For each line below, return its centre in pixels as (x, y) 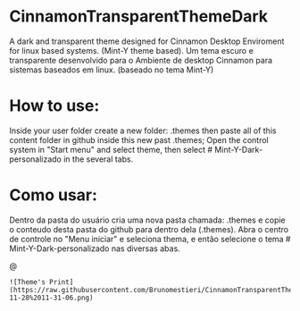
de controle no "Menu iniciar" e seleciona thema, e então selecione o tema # (150, 239)
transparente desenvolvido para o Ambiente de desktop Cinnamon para (141, 60)
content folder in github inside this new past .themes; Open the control (139, 139)
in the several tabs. (99, 159)
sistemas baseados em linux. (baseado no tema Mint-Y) (112, 70)
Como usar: (54, 195)
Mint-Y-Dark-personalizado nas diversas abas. (95, 248)
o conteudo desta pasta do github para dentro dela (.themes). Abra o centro (149, 229)
